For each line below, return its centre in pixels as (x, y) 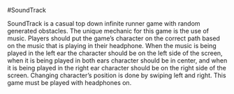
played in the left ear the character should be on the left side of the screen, (115, 53)
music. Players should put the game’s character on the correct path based (114, 38)
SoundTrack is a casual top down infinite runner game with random (104, 23)
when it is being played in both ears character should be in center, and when (117, 61)
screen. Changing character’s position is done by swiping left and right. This (117, 75)
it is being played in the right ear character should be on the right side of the (117, 68)
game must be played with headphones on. (70, 83)
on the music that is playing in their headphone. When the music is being (112, 46)
